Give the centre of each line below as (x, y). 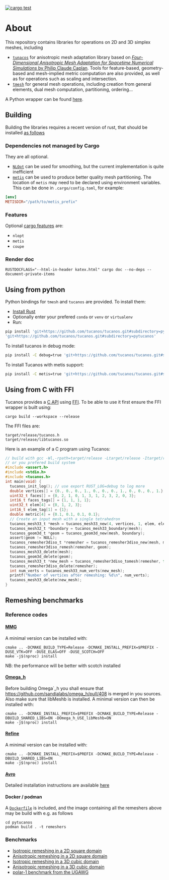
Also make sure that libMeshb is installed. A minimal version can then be (80, 699)
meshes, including (24, 47)
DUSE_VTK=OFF (19, 652)
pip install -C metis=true (33, 374)
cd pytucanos (19, 822)
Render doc (20, 259)
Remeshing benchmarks (44, 600)
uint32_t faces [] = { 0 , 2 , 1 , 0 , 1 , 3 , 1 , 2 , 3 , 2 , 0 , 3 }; (73, 496)
